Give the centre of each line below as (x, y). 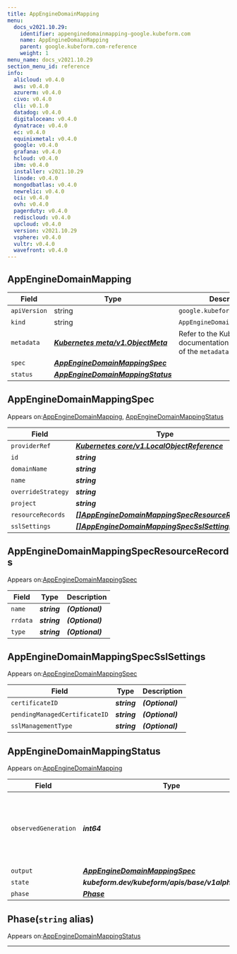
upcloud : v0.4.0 (37, 224)
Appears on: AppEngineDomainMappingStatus (74, 936)
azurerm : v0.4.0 (37, 93)
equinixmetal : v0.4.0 (45, 139)
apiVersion (29, 311)
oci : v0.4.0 (31, 198)
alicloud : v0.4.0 (39, 79)
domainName (29, 469)
